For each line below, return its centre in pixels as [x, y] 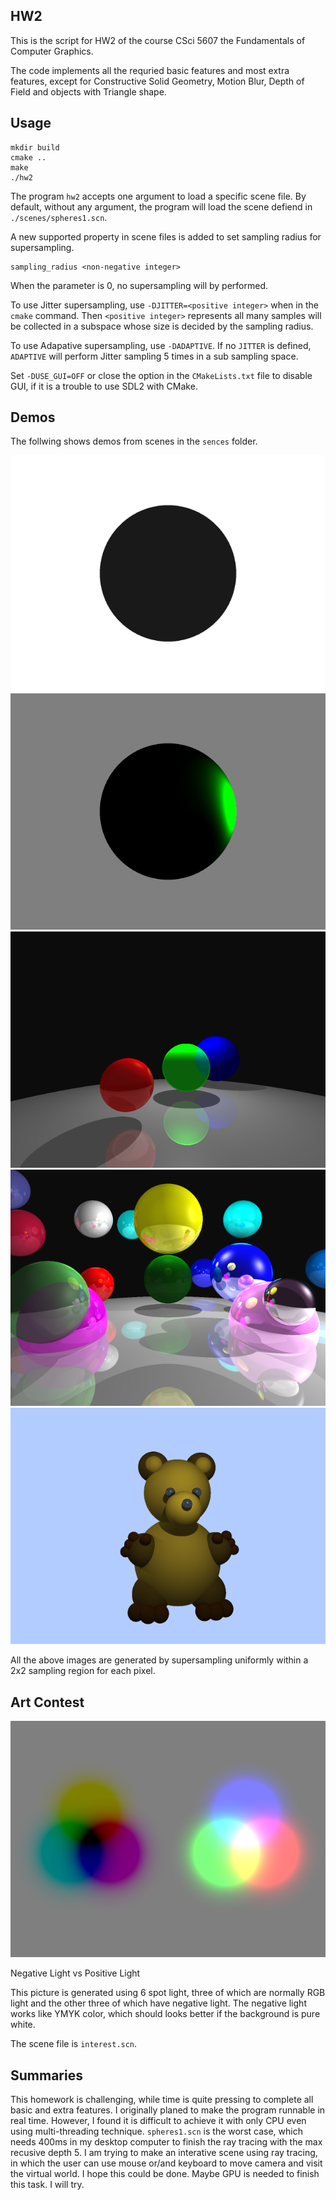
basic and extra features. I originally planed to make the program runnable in [168, 2110]
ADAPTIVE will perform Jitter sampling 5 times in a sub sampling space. [154, 356]
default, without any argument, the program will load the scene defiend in [161, 206]
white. [23, 2025]
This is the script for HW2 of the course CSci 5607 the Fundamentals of [158, 40]
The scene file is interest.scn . [74, 2044]
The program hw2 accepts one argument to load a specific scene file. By [158, 196]
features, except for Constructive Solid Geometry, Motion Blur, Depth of [157, 81]
